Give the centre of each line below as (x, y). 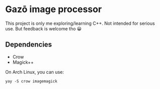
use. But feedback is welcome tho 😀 (43, 28)
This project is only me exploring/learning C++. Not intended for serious (80, 23)
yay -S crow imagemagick (31, 81)
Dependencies (29, 45)
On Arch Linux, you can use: (35, 72)
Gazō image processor (54, 9)
